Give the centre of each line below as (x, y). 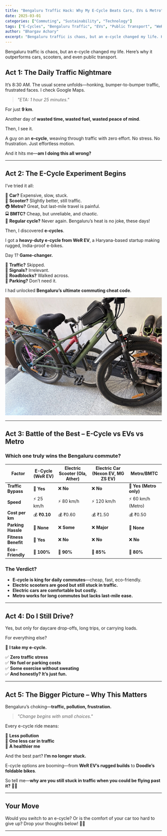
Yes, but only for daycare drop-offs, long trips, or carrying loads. (71, 628)
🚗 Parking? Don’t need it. (31, 281)
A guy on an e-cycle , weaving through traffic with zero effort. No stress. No (83, 138)
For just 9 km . (19, 109)
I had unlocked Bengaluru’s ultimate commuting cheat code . (68, 290)
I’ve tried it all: (19, 186)
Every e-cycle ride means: (32, 726)
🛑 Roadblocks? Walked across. (37, 275)
